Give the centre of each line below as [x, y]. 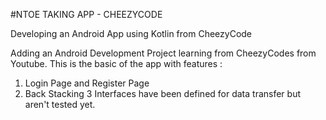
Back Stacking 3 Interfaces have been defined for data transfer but [163, 93]
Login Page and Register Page [87, 83]
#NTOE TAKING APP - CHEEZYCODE [86, 14]
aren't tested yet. [60, 104]
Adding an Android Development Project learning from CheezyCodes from [163, 53]
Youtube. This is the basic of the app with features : [116, 63]
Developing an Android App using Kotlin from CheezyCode [131, 33]
